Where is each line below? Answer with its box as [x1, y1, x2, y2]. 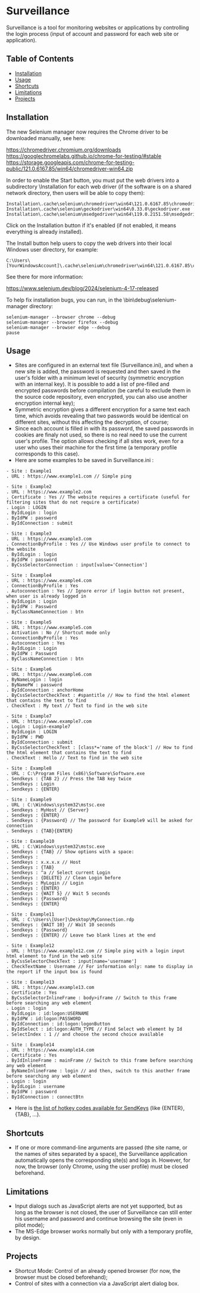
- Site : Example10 [6, 839, 55, 845]
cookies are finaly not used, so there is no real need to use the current [14, 431, 187, 439]
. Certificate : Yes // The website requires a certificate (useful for [6, 494, 190, 500]
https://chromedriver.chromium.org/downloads [6, 146, 121, 153]
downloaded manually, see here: [6, 134, 86, 141]
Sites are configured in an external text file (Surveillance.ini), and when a [14, 362, 193, 369]
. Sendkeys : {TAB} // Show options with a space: [6, 849, 135, 855]
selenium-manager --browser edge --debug [6, 324, 111, 330]
